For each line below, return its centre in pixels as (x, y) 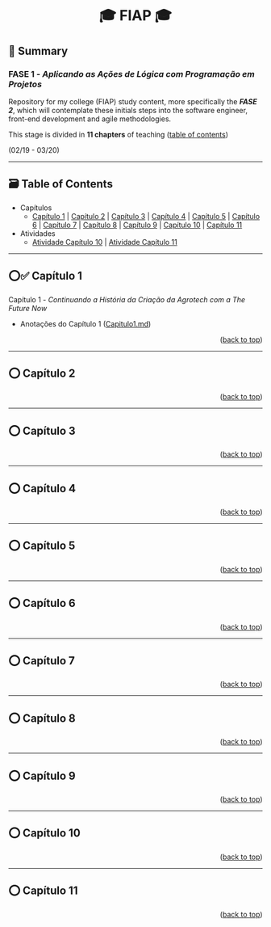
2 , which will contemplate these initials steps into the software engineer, (128, 110)
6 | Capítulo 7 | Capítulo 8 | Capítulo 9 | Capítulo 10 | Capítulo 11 (137, 225)
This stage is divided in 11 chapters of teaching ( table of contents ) (118, 134)
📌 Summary (38, 51)
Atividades (38, 233)
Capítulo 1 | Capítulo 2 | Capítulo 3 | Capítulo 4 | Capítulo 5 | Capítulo (146, 216)
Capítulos (36, 208)
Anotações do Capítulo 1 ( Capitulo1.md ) (85, 323)
